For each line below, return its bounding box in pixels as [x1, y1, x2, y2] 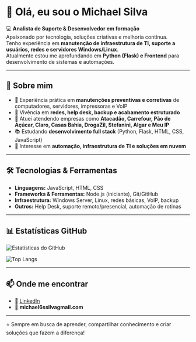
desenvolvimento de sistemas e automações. [6, 58, 115, 65]
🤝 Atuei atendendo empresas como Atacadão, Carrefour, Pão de [14, 115, 171, 122]
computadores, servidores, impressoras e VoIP [14, 102, 128, 110]
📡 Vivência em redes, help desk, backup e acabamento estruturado [14, 108, 180, 116]
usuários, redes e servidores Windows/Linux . [6, 46, 118, 53]
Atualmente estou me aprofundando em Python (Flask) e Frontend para [6, 52, 180, 59]
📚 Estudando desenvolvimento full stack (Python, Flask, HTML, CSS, [14, 128, 184, 135]
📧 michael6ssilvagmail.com [14, 304, 83, 311]
